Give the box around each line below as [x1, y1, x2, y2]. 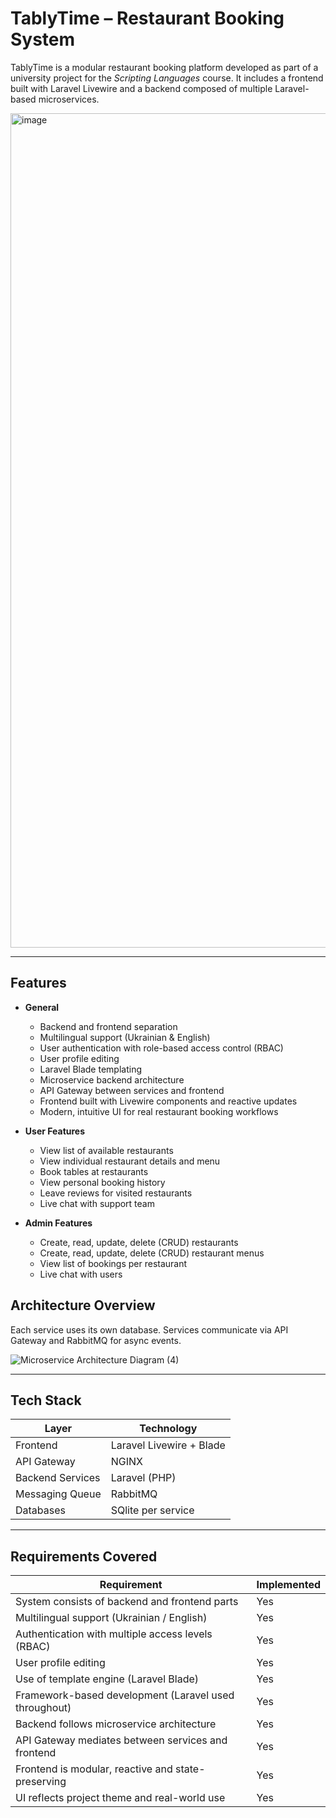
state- [175, 1762, 206, 1776]
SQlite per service [110, 1503, 195, 1517]
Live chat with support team [39, 1197, 155, 1209]
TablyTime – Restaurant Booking [10, 7, 285, 30]
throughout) [15, 1701, 72, 1715]
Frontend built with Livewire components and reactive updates [39, 1095, 298, 1107]
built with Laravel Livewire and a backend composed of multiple [10, 82, 273, 94]
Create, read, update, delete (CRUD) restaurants [39, 1236, 239, 1248]
